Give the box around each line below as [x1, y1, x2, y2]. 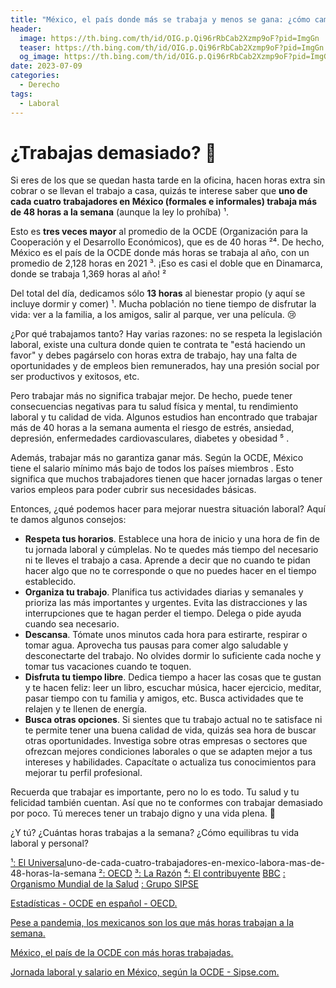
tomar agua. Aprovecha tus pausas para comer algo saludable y [24, 639, 289, 651]
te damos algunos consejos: [10, 514, 127, 526]
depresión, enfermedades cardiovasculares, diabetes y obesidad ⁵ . [10, 432, 290, 445]
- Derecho [19, 80, 60, 90]
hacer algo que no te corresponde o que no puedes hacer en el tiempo [24, 565, 317, 577]
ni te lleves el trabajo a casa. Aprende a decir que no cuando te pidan [24, 554, 311, 566]
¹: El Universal [10, 857, 67, 869]
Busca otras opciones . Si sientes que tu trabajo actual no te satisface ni [24, 714, 323, 726]
